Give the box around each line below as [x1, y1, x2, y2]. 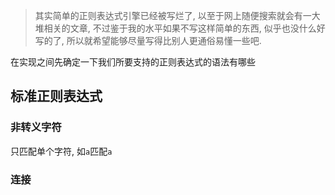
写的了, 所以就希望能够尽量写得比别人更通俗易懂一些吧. [34, 35, 262, 46]
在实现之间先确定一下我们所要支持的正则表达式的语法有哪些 [10, 56, 256, 68]
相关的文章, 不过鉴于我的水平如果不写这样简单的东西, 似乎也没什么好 [43, 22, 326, 34]
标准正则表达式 [10, 88, 103, 105]
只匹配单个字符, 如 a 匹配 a [10, 145, 113, 157]
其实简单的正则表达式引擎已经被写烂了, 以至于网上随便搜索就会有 [34, 10, 303, 21]
